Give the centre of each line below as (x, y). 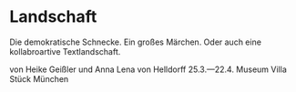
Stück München (39, 78)
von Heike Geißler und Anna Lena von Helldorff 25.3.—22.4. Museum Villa (148, 69)
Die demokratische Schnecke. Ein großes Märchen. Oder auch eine (136, 42)
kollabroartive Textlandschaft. (65, 51)
